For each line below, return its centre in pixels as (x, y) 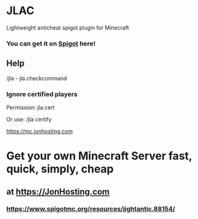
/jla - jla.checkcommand (37, 78)
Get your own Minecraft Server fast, (99, 156)
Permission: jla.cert (31, 107)
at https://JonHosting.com (58, 192)
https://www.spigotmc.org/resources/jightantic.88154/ (91, 209)
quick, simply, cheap (60, 169)
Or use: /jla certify (29, 119)
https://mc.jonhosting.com (40, 131)
